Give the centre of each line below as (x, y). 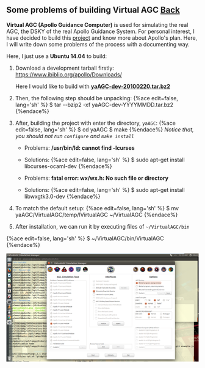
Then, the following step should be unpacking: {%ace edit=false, (97, 98)
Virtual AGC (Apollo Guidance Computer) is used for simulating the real (97, 24)
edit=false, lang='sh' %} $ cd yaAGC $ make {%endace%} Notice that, (104, 129)
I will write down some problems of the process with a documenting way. (98, 44)
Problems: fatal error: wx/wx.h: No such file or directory (96, 178)
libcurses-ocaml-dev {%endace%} (68, 166)
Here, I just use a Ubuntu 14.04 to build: (57, 56)
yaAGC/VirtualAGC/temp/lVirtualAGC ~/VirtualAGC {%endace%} (96, 215)
